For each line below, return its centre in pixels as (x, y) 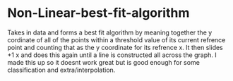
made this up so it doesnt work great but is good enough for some (103, 62)
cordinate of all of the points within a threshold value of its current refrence (116, 39)
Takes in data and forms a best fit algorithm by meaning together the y (110, 32)
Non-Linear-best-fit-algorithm (98, 13)
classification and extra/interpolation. (61, 70)
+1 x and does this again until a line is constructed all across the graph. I (112, 55)
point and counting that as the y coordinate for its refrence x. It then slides (115, 47)
